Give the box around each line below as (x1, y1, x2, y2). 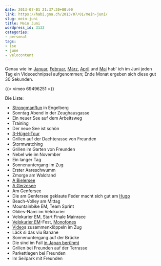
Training (12, 120, 29, 126)
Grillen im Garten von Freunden (12, 146, 76, 152)
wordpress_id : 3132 (5, 25, 45, 30)
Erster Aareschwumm (12, 167, 56, 173)
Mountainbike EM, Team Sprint (12, 203, 74, 209)
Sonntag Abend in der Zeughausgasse (12, 110, 90, 116)
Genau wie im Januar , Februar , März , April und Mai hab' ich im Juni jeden (5, 66, 152, 72)
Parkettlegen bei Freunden (12, 250, 66, 256)
